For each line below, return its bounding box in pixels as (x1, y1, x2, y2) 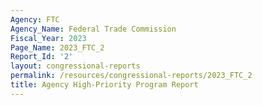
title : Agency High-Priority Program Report (10, 80, 199, 90)
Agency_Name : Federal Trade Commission (10, 24, 177, 34)
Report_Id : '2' (10, 52, 74, 62)
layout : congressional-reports (10, 61, 141, 71)
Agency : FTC (10, 14, 60, 25)
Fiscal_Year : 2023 (10, 33, 87, 43)
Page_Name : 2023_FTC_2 (10, 42, 105, 53)
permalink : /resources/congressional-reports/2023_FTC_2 (10, 71, 253, 81)
